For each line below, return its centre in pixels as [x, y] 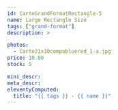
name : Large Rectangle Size [47, 20]
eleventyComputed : [33, 89]
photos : [18, 45]
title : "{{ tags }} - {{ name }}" [62, 96]
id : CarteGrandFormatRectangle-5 [55, 13]
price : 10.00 [26, 58]
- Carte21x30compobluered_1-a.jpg [62, 52]
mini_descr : [24, 76]
